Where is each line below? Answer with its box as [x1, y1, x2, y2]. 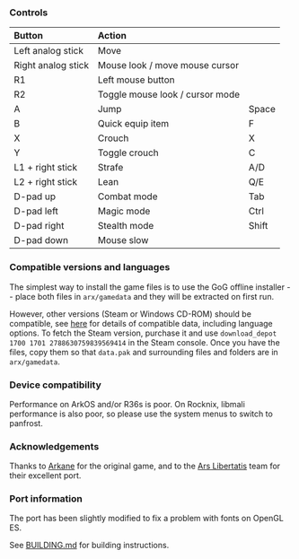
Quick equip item [97, 118, 170, 130]
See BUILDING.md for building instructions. [9, 540, 170, 551]
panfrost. [9, 417, 43, 428]
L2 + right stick [13, 176, 78, 188]
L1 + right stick [13, 162, 78, 174]
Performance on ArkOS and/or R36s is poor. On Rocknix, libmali [9, 398, 245, 409]
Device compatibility [9, 379, 101, 391]
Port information [9, 493, 84, 505]
